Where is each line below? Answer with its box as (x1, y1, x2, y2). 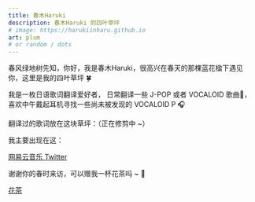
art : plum (8, 33, 41, 42)
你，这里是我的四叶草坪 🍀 (8, 73, 92, 83)
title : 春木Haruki (8, 11, 66, 20)
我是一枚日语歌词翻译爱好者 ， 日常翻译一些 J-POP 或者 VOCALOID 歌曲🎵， (8, 90, 252, 99)
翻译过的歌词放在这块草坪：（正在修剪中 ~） (8, 119, 150, 128)
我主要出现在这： (8, 135, 64, 145)
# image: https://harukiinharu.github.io (8, 26, 146, 34)
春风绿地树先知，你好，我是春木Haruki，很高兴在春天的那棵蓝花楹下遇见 (8, 64, 243, 73)
